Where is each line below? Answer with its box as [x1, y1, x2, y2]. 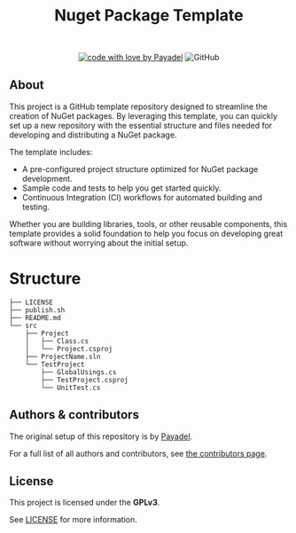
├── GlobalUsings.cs [41, 367, 117, 377]
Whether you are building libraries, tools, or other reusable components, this [9, 218, 288, 229]
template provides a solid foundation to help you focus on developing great [9, 228, 284, 239]
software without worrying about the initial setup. [9, 237, 189, 248]
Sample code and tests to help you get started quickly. [21, 183, 222, 193]
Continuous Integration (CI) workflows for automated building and [21, 192, 263, 202]
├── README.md [9, 313, 62, 322]
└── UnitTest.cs [41, 383, 101, 392]
